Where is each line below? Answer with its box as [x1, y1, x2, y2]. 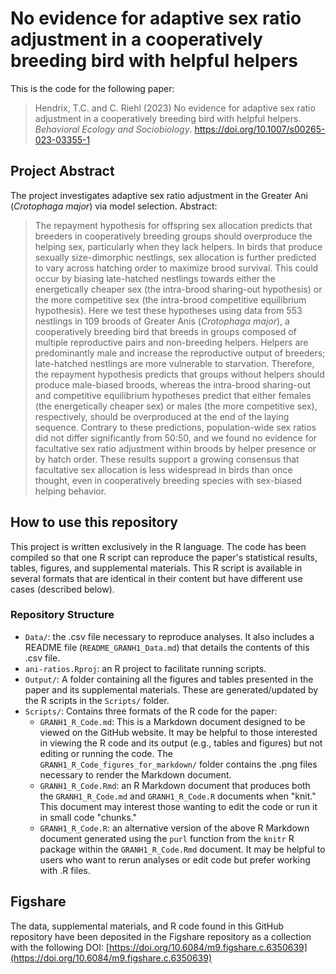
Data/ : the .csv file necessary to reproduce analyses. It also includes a [24, 630, 315, 642]
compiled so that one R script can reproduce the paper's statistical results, [10, 551, 318, 563]
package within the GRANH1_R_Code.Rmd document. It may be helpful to [39, 843, 326, 855]
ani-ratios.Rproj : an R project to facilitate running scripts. [24, 662, 267, 674]
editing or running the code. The [39, 747, 173, 759]
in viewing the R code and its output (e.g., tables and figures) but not [39, 737, 323, 749]
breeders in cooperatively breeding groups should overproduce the [34, 230, 313, 242]
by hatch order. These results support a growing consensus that [34, 453, 300, 465]
